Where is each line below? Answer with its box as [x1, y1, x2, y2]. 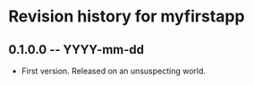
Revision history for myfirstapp [8, 6, 245, 27]
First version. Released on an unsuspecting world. [21, 65, 207, 76]
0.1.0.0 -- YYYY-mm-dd [8, 42, 145, 57]
